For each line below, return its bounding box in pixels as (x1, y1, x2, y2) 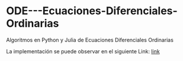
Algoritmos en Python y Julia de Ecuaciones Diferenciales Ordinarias (6, 36, 174, 43)
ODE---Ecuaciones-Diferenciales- (6, 4, 178, 18)
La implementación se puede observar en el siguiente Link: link (6, 47, 160, 54)
